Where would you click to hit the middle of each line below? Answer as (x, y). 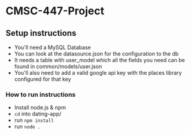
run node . (27, 127)
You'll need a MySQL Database (52, 47)
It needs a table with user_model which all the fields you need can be (99, 60)
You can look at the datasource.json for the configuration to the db (96, 54)
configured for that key (43, 79)
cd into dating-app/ (38, 114)
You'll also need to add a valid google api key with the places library (98, 73)
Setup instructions (41, 33)
